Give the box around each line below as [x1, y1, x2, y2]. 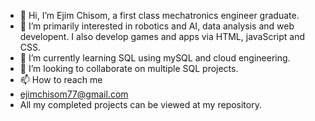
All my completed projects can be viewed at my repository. [19, 99, 262, 110]
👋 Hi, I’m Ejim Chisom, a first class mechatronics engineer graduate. [19, 10, 300, 21]
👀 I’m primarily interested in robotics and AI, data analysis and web [19, 20, 295, 32]
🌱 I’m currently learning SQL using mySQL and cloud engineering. [19, 52, 291, 64]
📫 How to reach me [19, 74, 103, 85]
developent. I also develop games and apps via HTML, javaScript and [19, 31, 306, 42]
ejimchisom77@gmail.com [19, 88, 129, 100]
